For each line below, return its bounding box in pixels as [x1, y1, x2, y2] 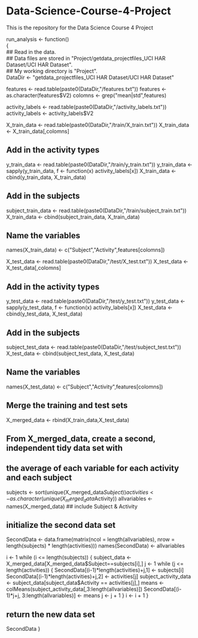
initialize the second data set [6, 520, 115, 530]
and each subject [6, 473, 72, 483]
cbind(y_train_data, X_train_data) [6, 174, 87, 181]
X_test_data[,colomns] [6, 265, 62, 272]
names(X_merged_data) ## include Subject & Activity [6, 503, 138, 510]
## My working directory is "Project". [6, 67, 98, 74]
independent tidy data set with [6, 443, 123, 453]
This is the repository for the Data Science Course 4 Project [6, 24, 154, 31]
